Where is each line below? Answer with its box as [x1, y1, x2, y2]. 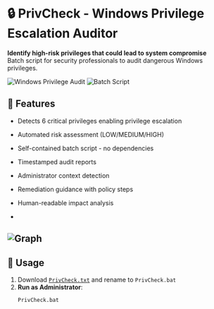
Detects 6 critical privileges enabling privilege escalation [17, 116, 182, 125]
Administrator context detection [17, 171, 110, 180]
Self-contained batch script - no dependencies [17, 144, 154, 152]
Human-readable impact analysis [17, 198, 114, 207]
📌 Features [7, 98, 56, 110]
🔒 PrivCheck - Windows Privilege [7, 6, 205, 22]
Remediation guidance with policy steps [17, 185, 134, 193]
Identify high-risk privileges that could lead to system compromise [7, 49, 207, 57]
